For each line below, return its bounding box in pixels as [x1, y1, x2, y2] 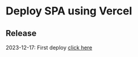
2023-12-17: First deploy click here [5, 44, 93, 51]
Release [5, 28, 37, 38]
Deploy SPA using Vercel [5, 4, 133, 18]
